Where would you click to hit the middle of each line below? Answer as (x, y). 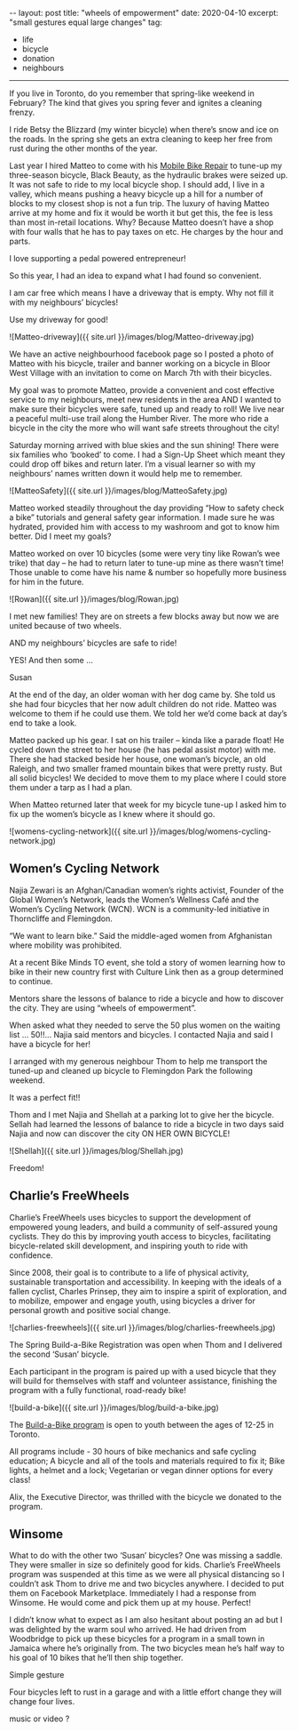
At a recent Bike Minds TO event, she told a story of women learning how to (147, 962)
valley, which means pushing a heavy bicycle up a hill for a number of (136, 194)
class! (20, 1479)
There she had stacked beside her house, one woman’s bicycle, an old (137, 759)
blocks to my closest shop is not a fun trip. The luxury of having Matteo (139, 203)
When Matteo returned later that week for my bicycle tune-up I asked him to (148, 805)
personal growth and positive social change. (90, 1310)
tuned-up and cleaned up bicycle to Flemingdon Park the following (131, 1070)
